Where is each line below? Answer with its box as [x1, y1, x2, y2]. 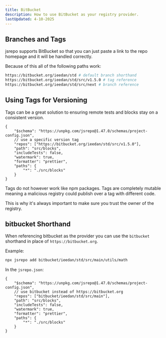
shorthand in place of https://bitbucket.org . [5, 238, 98, 244]
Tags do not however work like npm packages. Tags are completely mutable [5, 185, 162, 191]
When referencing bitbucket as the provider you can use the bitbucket [5, 233, 150, 239]
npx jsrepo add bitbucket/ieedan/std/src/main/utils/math [5, 258, 128, 263]
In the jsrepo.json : [5, 267, 44, 273]
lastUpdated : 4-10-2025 [5, 16, 55, 21]
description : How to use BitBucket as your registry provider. [5, 12, 139, 17]
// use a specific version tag [14, 137, 79, 142]
